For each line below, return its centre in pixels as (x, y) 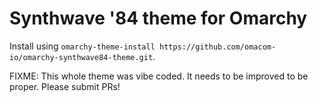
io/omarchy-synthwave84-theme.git (81, 57)
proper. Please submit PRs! (65, 86)
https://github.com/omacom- (218, 47)
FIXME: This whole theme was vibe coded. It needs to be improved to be (159, 76)
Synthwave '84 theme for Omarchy (158, 18)
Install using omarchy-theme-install (82, 46)
